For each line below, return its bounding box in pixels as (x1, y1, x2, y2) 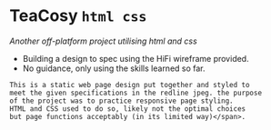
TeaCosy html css (9, 5, 147, 26)
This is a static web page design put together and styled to (9, 80, 250, 89)
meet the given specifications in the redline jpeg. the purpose (9, 88, 262, 97)
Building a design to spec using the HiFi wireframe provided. (22, 53, 249, 64)
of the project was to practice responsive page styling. (9, 96, 234, 105)
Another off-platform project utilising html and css (9, 35, 197, 46)
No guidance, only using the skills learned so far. (22, 63, 206, 74)
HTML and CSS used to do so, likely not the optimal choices (9, 104, 246, 114)
